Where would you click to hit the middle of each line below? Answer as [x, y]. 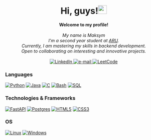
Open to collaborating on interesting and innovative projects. [84, 51]
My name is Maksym [84, 35]
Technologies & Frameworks [40, 98]
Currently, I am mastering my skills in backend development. [84, 46]
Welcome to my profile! [84, 24]
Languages [19, 74]
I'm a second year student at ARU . [84, 40]
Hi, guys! [79, 11]
